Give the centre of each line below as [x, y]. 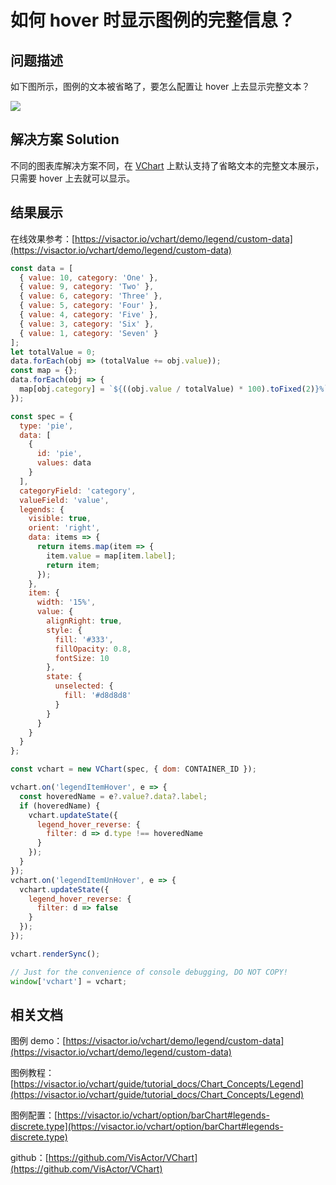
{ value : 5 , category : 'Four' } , [89, 306]
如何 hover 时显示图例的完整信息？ [153, 20]
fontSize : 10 [82, 658]
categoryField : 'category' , [78, 491]
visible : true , [60, 519]
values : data [64, 463]
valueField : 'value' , [64, 500]
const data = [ [42, 268]
